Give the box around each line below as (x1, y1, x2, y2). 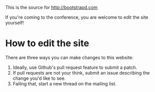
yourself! (5, 20, 24, 26)
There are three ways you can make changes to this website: (5, 54, 134, 60)
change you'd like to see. (12, 75, 66, 81)
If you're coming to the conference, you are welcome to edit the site (5, 14, 148, 20)
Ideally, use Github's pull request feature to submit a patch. (12, 64, 137, 71)
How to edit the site (5, 38, 90, 49)
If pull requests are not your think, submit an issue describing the (12, 70, 150, 76)
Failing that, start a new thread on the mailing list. (12, 80, 117, 86)
